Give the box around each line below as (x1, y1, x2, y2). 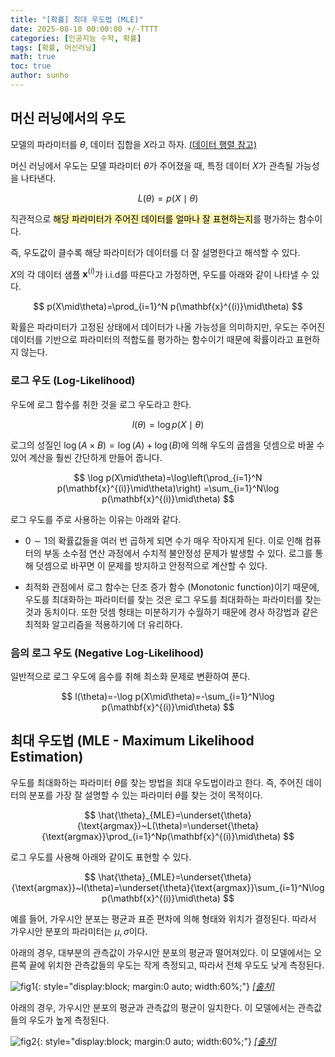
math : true (10, 52, 56, 62)
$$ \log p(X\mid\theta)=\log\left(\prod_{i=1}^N (73, 471, 263, 483)
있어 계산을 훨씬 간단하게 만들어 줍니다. (10, 451, 163, 463)
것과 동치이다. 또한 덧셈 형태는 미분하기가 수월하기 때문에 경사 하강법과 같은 (24, 606, 319, 618)
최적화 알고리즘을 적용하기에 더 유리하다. (24, 618, 183, 630)
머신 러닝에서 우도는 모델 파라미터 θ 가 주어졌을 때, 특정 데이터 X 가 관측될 (10, 159, 294, 171)
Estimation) (10, 749, 84, 766)
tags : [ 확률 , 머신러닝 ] (10, 42, 97, 53)
